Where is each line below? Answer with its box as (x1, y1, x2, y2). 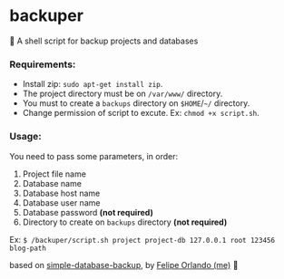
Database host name (22, 188, 101, 198)
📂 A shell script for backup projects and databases (9, 35, 199, 46)
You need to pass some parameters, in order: (9, 150, 179, 161)
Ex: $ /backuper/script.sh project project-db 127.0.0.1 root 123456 (9, 234, 275, 245)
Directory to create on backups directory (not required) (22, 216, 228, 227)
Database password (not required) (22, 207, 154, 217)
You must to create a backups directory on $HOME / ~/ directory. (22, 98, 250, 109)
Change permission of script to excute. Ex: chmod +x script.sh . (22, 108, 260, 119)
